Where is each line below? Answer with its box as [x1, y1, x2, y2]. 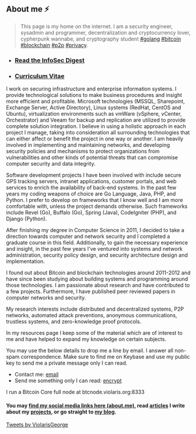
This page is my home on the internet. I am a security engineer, [20, 22, 173, 30]
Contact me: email [14, 371, 59, 378]
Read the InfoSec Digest [14, 56, 85, 64]
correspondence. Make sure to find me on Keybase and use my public [20, 354, 190, 361]
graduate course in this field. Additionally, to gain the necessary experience [6, 239, 188, 246]
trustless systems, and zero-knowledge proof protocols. [6, 318, 142, 325]
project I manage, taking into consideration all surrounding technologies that [6, 129, 190, 136]
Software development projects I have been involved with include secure [6, 171, 181, 179]
